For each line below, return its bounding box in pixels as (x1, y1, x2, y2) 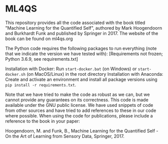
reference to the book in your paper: (5, 118, 80, 124)
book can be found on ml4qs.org (5, 36, 73, 42)
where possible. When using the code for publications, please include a (5, 112, 153, 118)
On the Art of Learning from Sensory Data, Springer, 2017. (5, 133, 124, 139)
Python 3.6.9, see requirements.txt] (5, 56, 78, 62)
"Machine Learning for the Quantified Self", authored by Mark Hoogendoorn (5, 25, 162, 31)
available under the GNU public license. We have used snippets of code (5, 102, 153, 108)
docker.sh (5, 72, 26, 77)
